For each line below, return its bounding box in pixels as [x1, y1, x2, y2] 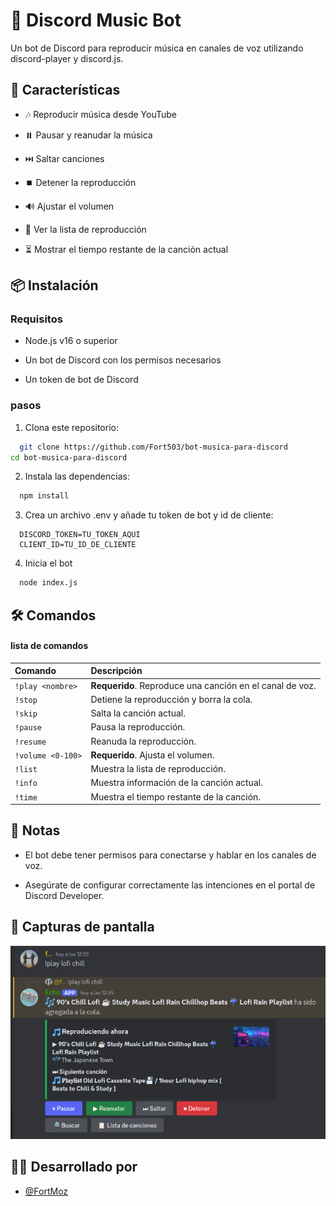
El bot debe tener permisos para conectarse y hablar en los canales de [24, 849, 317, 861]
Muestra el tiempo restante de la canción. [90, 790, 262, 803]
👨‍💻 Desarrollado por [10, 1159, 138, 1176]
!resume [14, 737, 47, 747]
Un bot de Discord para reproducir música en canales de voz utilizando [10, 42, 304, 54]
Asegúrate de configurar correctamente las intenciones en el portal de [24, 879, 316, 891]
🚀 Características [10, 82, 121, 99]
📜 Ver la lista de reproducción [24, 223, 147, 235]
